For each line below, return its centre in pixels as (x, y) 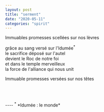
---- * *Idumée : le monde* (33, 105)
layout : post (19, 10)
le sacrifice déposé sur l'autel (35, 53)
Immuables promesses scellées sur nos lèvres (52, 38)
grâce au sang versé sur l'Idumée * (40, 48)
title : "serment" (23, 14)
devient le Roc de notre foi (32, 58)
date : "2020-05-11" (25, 19)
